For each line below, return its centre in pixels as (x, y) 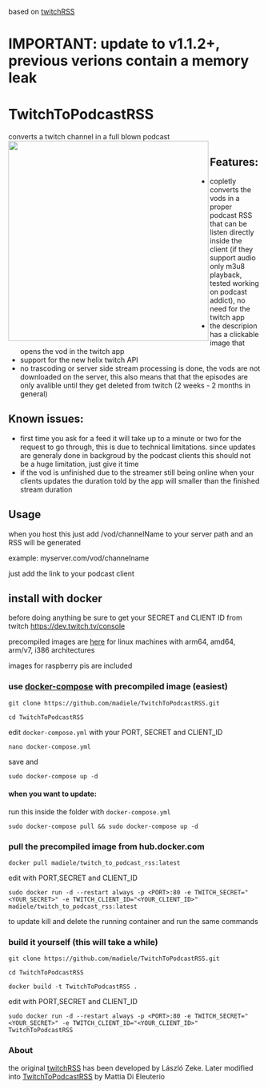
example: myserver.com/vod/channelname (79, 558)
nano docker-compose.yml (50, 747)
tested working (235, 283)
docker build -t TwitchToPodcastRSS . (73, 987)
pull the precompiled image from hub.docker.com (107, 846)
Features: (234, 162)
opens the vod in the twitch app (72, 351)
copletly (223, 181)
